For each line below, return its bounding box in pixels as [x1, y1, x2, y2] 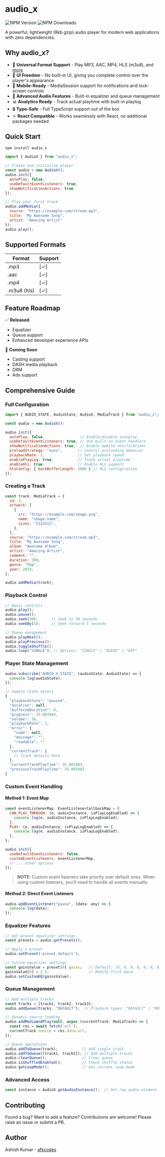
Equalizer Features [5, 922, 51, 929]
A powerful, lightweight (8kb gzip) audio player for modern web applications [5, 29, 160, 35]
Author [5, 1133, 27, 1142]
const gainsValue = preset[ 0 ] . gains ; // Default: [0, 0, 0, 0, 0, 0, [5, 964, 155, 970]
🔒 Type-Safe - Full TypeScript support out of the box [12, 106, 120, 112]
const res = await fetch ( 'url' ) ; [9, 1024, 78, 1029]
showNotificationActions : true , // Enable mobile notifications [9, 444, 146, 449]
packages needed [12, 118, 49, 124]
